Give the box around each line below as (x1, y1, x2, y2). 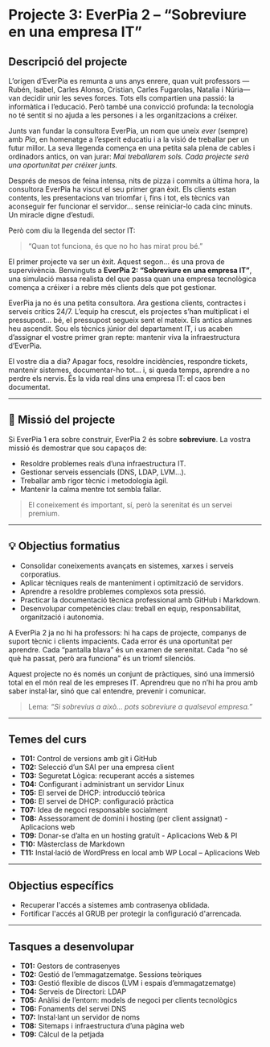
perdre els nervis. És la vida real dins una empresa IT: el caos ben (8, 374, 226, 383)
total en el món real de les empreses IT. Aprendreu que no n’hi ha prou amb (8, 677, 259, 687)
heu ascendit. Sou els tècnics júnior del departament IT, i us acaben (8, 324, 233, 333)
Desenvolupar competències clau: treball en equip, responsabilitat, (19, 603, 242, 613)
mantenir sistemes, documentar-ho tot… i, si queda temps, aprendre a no (8, 365, 251, 375)
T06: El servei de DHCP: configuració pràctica (19, 797, 174, 806)
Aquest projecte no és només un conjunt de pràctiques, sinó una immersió (8, 668, 255, 678)
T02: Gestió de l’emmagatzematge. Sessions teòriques (19, 970, 202, 979)
